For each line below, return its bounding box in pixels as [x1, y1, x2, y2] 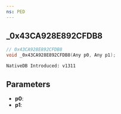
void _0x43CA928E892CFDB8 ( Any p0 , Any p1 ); [6, 52, 116, 58]
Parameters [6, 79, 51, 90]
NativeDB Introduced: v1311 [6, 63, 76, 69]
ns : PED [6, 8, 26, 15]
